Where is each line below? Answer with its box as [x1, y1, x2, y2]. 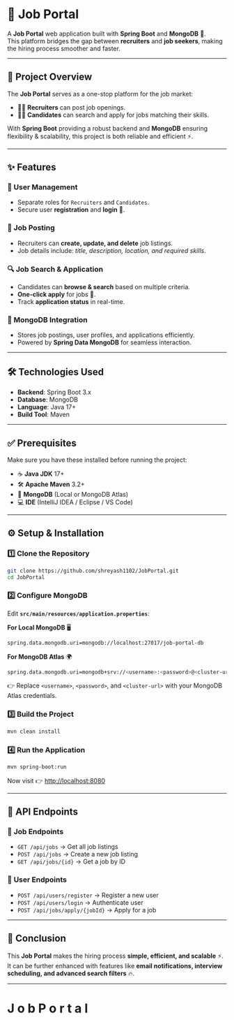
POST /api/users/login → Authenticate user [17, 898, 144, 907]
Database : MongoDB [17, 395, 79, 404]
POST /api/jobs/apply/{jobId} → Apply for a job [17, 905, 157, 914]
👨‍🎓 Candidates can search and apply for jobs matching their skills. [17, 110, 210, 119]
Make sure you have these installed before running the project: [7, 456, 187, 464]
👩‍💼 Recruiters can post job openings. [17, 103, 126, 111]
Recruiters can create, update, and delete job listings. [17, 239, 173, 247]
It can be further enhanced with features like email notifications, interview [7, 961, 223, 970]
